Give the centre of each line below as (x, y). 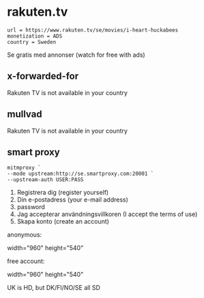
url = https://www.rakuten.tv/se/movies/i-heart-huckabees (93, 30)
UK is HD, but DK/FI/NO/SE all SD (54, 288)
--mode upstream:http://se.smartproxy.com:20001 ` (81, 174)
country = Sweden (32, 42)
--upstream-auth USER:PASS (45, 180)
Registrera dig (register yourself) (63, 193)
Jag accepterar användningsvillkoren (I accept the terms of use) (107, 214)
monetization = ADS (35, 36)
